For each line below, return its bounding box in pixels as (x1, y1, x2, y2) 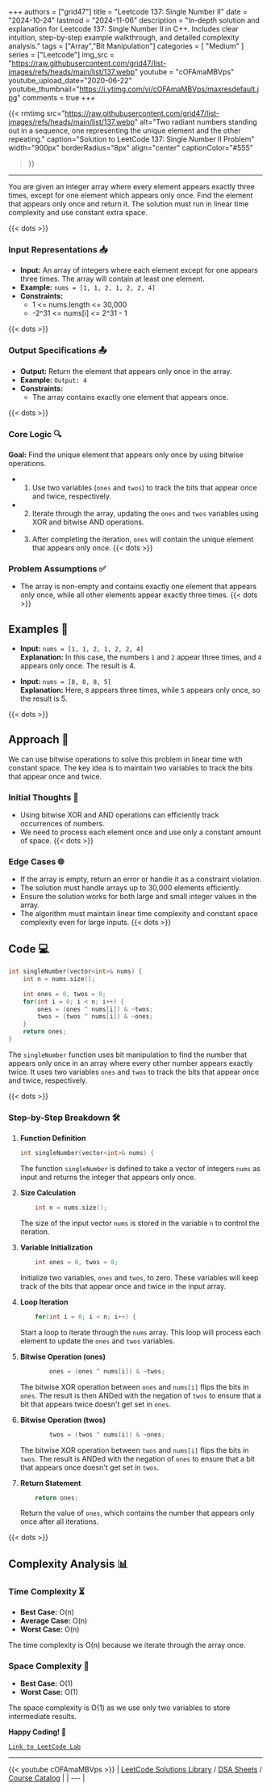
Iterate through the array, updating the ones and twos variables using (31, 508, 260, 518)
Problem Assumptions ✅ (8, 562, 106, 574)
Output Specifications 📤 (8, 345, 107, 356)
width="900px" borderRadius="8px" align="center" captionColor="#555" (8, 143, 254, 152)
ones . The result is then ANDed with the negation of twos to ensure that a (19, 1390, 262, 1400)
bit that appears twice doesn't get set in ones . (19, 1399, 172, 1409)
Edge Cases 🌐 (8, 856, 65, 868)
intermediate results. (8, 1712, 77, 1721)
